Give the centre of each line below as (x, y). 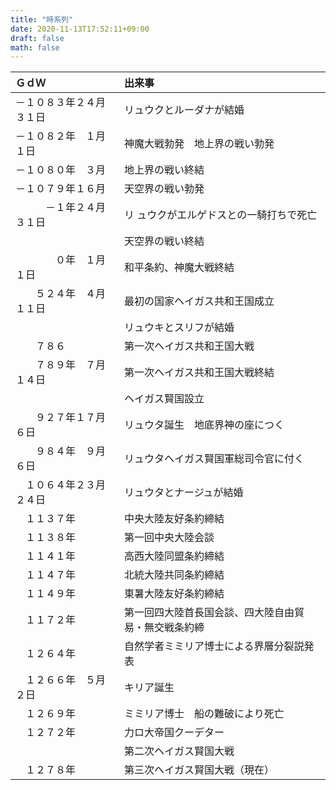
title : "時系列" (42, 19)
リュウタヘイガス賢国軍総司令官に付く (214, 459)
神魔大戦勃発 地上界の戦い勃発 (199, 144)
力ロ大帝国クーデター (174, 733)
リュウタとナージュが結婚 (184, 493)
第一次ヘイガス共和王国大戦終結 (199, 373)
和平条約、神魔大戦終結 (179, 268)
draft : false (37, 38)
